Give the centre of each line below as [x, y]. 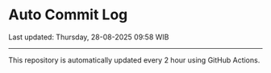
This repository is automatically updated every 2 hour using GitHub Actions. [134, 60]
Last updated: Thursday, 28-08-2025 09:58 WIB [89, 37]
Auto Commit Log [68, 15]
